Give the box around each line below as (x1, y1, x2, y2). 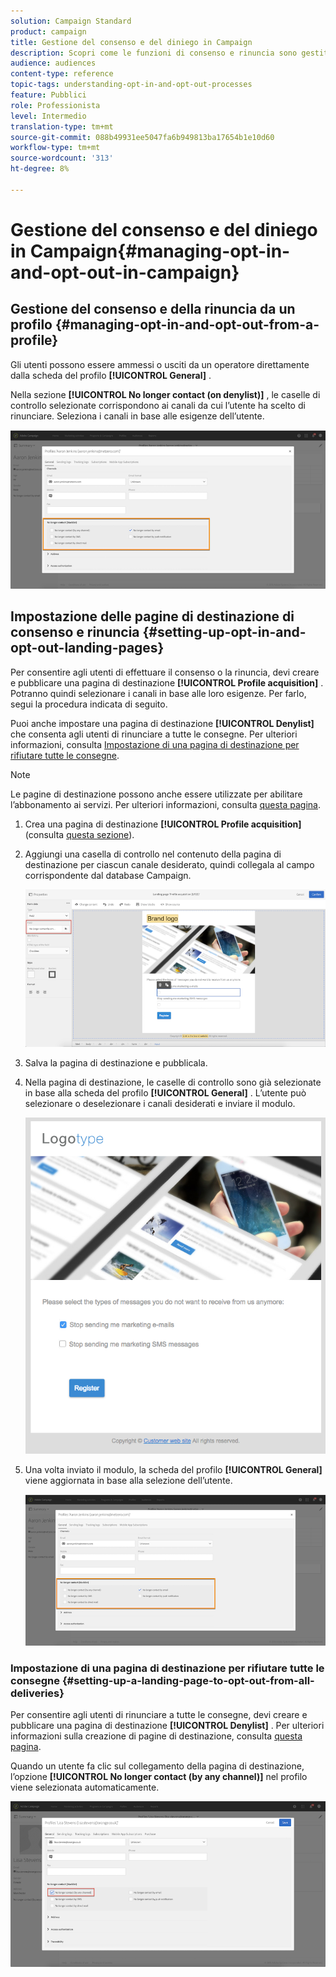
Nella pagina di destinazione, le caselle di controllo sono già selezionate (24, 1076, 322, 1088)
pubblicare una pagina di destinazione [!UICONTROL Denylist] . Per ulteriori (10, 1720, 325, 1732)
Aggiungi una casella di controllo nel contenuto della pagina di (24, 848, 282, 860)
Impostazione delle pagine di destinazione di (10, 608, 295, 625)
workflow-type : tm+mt (10, 143, 101, 153)
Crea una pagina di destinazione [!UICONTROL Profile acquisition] (24, 818, 302, 830)
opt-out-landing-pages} (10, 640, 165, 657)
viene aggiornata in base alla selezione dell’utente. (24, 1474, 233, 1486)
